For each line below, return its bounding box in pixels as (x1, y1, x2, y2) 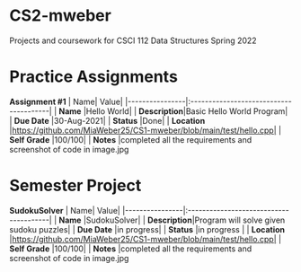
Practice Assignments (9, 66, 178, 87)
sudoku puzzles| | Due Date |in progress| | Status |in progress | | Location (9, 224, 286, 234)
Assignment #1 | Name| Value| (9, 96, 123, 107)
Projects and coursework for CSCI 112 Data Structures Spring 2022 (9, 35, 258, 46)
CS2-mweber (9, 5, 112, 26)
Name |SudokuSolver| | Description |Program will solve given (58, 215, 286, 225)
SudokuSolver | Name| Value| (9, 205, 121, 215)
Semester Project (9, 176, 142, 196)
